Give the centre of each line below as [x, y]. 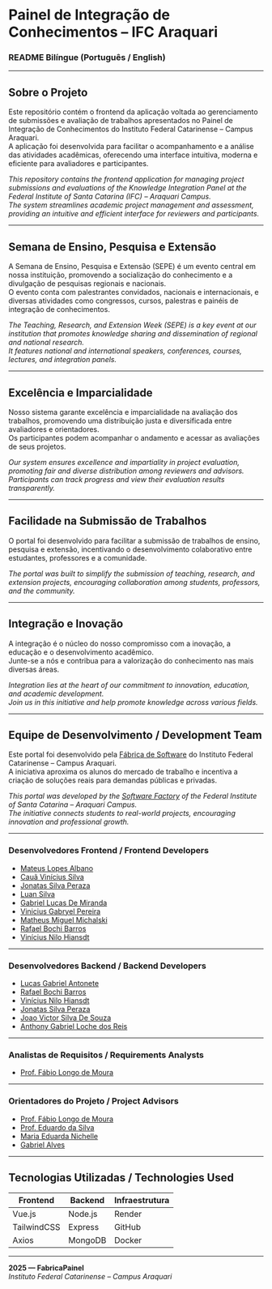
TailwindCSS [36, 1227]
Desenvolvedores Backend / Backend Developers [107, 966]
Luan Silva [37, 894]
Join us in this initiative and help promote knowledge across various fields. [133, 702]
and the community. [42, 591]
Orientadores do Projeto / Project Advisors [94, 1101]
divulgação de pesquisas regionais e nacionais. [87, 284]
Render [128, 1214]
